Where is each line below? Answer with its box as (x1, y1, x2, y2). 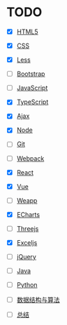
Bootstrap (16, 69, 45, 78)
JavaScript (16, 84, 48, 92)
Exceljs (16, 238, 38, 246)
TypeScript (16, 98, 49, 106)
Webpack (16, 154, 45, 162)
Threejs (16, 224, 39, 232)
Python (16, 281, 38, 289)
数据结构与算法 (16, 296, 60, 304)
